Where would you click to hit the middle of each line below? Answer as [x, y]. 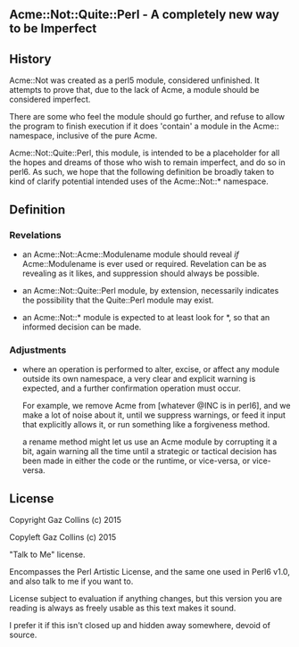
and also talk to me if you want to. [71, 581]
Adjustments [38, 350]
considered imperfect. [50, 100]
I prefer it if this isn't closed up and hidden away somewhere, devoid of [140, 625]
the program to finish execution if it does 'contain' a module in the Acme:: [144, 126]
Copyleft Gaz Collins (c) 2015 [63, 537]
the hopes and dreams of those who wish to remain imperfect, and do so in [147, 162]
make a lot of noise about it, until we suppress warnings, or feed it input [154, 415]
